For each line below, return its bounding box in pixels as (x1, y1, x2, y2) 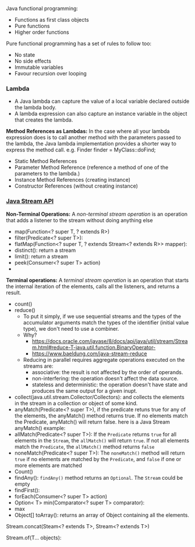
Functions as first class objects (14, 16, 89, 23)
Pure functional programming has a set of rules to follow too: (6, 40, 152, 47)
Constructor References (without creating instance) (14, 182, 139, 189)
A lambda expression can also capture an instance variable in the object (14, 110, 187, 117)
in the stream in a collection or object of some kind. (14, 400, 138, 407)
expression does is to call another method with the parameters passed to (6, 134, 182, 141)
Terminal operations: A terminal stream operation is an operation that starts (6, 276, 189, 283)
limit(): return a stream (14, 252, 68, 259)
